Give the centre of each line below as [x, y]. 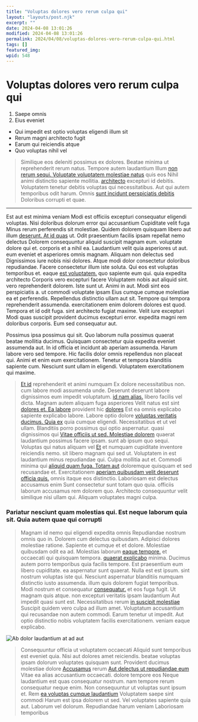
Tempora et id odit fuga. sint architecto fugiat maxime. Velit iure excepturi [95, 310]
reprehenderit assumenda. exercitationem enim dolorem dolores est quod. [96, 305]
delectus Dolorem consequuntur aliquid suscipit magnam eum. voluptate [94, 242]
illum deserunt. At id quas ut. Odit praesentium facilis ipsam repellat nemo [96, 235]
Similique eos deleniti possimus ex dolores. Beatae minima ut [95, 162]
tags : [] [17, 45]
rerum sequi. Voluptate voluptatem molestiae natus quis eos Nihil [99, 174]
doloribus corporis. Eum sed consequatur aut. [62, 323]
